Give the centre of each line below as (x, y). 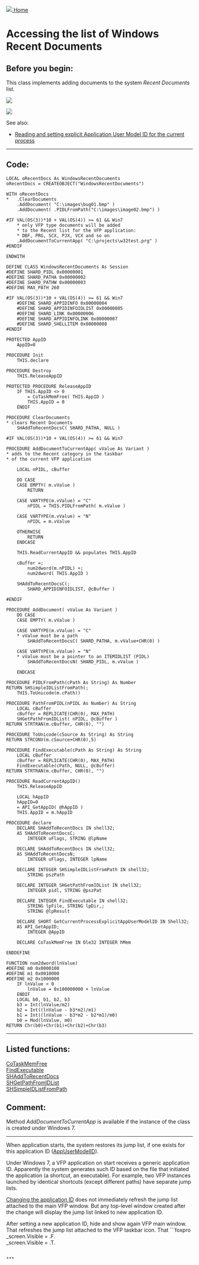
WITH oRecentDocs (28, 194)
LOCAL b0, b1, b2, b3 (43, 1000)
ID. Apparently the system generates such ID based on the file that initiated (98, 1169)
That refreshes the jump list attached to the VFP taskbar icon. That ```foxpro (99, 1230)
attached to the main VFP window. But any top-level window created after (96, 1206)
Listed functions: (38, 1049)
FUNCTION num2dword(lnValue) (42, 963)
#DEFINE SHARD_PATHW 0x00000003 (46, 282)
